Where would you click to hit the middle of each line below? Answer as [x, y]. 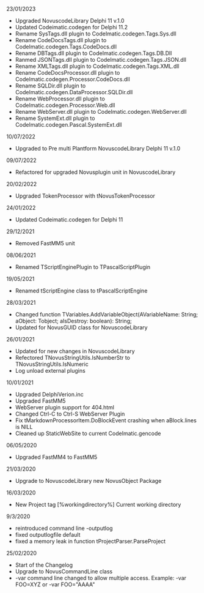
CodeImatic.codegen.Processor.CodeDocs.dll [72, 79]
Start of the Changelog [44, 565]
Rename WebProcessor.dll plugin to [60, 99]
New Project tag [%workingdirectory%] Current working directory [98, 505]
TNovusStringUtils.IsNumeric [52, 364]
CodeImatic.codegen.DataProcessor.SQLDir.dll [74, 92]
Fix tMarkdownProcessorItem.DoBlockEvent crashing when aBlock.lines [106, 420]
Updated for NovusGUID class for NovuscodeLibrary [81, 327]
